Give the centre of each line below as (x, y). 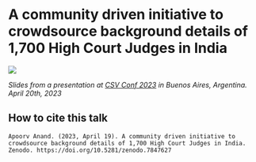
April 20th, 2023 (35, 93)
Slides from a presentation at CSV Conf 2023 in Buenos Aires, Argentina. (128, 85)
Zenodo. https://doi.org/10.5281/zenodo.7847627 (90, 150)
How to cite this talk (58, 118)
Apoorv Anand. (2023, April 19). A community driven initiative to (122, 136)
